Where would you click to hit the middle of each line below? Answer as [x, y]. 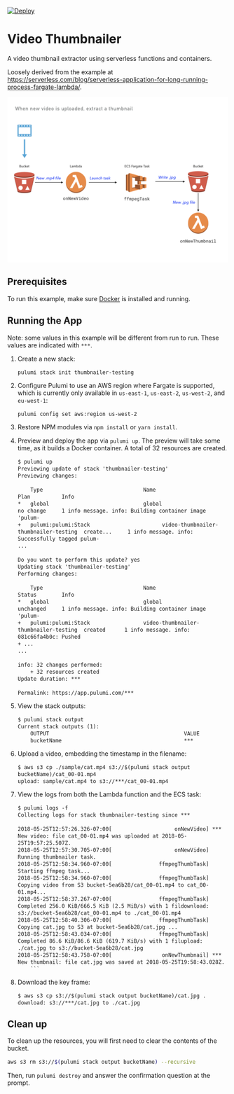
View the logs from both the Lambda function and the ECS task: [109, 794]
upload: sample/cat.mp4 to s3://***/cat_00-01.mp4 [93, 781]
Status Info [46, 595]
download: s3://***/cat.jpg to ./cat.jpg [78, 1003]
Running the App [45, 321]
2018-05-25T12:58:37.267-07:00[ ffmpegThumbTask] [113, 899]
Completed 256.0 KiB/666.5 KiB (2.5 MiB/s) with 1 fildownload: [113, 906]
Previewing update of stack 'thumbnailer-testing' [93, 469]
